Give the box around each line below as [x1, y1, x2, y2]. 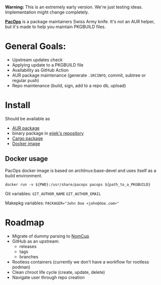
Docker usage [5, 155, 48, 163]
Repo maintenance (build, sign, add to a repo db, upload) [12, 83, 126, 88]
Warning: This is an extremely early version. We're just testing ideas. [5, 4, 143, 10]
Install [5, 100, 31, 111]
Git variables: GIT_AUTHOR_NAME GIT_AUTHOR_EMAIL [5, 190, 101, 196]
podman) [12, 264, 31, 270]
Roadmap [5, 217, 45, 228]
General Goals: [5, 41, 66, 52]
